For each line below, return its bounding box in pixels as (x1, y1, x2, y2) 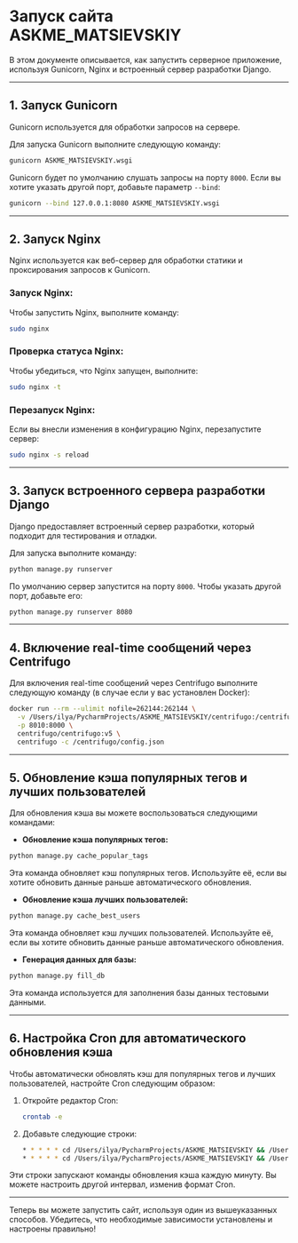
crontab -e (21, 1112, 63, 1121)
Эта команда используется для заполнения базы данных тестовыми (9, 988, 269, 999)
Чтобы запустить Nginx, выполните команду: (9, 307, 180, 317)
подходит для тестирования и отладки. (9, 530, 158, 541)
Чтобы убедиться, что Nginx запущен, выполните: (9, 365, 199, 376)
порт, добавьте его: (9, 590, 83, 601)
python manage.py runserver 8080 (9, 607, 133, 617)
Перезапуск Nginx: (9, 403, 96, 416)
